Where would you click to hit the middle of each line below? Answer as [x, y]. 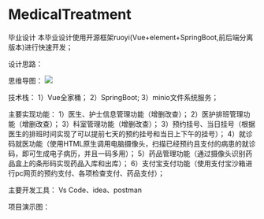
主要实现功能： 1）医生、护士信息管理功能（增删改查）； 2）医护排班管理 [126, 114]
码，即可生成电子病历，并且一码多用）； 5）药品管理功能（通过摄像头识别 [127, 153]
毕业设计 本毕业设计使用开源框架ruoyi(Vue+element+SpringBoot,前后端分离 [131, 37]
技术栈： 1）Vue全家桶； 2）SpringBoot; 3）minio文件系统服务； [113, 97]
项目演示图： [29, 206]
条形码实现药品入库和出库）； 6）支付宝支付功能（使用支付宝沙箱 [140, 163]
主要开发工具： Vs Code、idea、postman [75, 190]
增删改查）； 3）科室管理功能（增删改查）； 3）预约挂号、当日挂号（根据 [139, 124]
